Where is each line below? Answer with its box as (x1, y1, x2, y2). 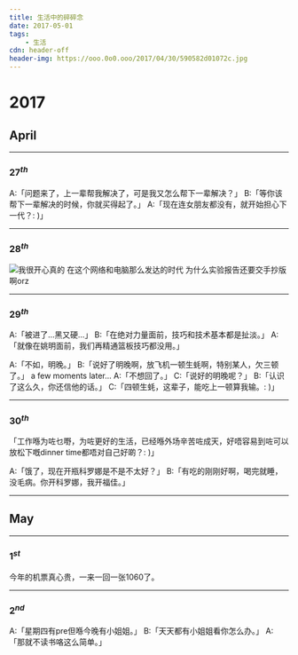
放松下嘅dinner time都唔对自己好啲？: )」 (9, 447, 160, 457)
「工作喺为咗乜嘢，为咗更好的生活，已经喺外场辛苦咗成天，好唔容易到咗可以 (9, 436, 289, 446)
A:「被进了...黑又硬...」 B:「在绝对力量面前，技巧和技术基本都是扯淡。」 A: (9, 329, 279, 340)
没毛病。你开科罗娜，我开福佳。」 (9, 477, 130, 487)
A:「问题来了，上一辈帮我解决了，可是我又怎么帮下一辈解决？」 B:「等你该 (9, 187, 283, 198)
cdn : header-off (9, 46, 69, 55)
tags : (9, 29, 29, 38)
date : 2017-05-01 (9, 21, 74, 30)
